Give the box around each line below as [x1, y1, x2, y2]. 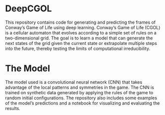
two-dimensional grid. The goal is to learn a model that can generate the [5, 35, 153, 41]
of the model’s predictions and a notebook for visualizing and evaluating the [5, 100, 160, 106]
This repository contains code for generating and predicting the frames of [5, 19, 156, 25]
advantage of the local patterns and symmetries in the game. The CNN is [5, 84, 155, 90]
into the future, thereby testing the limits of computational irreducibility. [5, 45, 150, 51]
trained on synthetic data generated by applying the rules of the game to [5, 89, 154, 95]
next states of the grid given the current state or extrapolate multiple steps [5, 40, 157, 46]
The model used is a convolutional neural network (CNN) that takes [5, 79, 143, 85]
